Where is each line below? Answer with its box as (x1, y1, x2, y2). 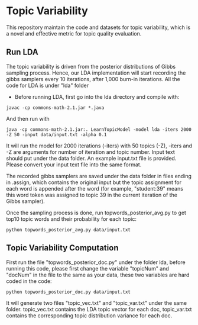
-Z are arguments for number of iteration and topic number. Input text (6, 148, 176, 155)
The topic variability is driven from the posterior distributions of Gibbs (6, 63, 176, 70)
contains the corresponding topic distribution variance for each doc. (6, 312, 173, 319)
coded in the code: (6, 277, 52, 285)
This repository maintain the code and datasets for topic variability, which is (6, 24, 191, 31)
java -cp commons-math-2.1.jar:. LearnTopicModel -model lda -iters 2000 (6, 126, 192, 133)
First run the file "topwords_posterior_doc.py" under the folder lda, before (6, 259, 186, 266)
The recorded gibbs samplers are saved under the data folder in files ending (6, 172, 192, 179)
